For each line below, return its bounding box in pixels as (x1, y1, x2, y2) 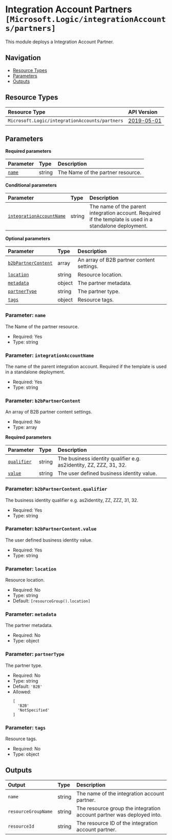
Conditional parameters (5, 182, 57, 188)
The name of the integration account (76, 790, 164, 797)
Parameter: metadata (5, 611, 57, 618)
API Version (128, 108, 158, 115)
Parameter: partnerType (5, 651, 65, 658)
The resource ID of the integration (76, 819, 158, 827)
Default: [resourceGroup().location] (12, 598, 91, 604)
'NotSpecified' (17, 707, 50, 713)
